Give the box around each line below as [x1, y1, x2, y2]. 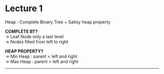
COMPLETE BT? [5, 28, 38, 34]
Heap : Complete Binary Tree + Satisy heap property [5, 19, 111, 25]
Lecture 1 [5, 3, 43, 14]
